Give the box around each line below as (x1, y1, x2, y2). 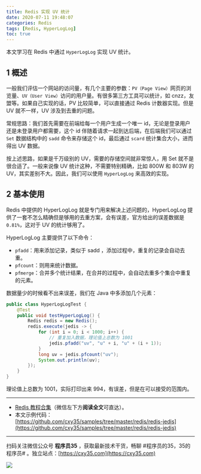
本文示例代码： (14, 411, 52, 418)
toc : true (6, 31, 31, 37)
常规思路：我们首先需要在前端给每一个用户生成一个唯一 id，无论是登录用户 (6, 119, 190, 126)
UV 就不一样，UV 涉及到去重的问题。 (6, 107, 98, 114)
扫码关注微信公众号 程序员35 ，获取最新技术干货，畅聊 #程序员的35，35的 (6, 442, 191, 449)
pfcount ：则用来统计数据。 (14, 261, 81, 268)
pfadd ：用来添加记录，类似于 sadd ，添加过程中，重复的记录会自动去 (14, 246, 185, 253)
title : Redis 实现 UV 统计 (6, 8, 70, 15)
